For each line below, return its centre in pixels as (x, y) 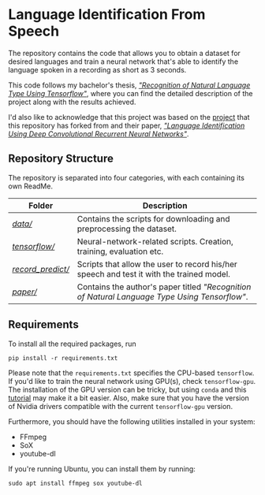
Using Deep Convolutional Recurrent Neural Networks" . (99, 134)
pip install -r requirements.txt (63, 358)
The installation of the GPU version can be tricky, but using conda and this (127, 389)
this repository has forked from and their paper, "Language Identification (127, 125)
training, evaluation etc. (120, 251)
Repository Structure (61, 159)
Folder (41, 205)
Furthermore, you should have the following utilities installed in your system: (132, 421)
